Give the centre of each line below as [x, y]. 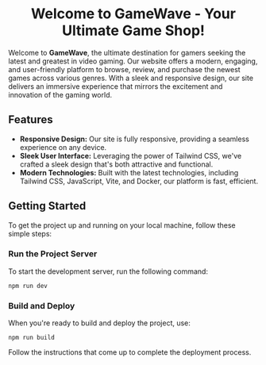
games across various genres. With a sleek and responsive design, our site [131, 78]
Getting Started [47, 206]
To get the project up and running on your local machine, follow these [122, 225]
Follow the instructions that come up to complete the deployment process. [130, 352]
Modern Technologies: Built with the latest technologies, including [129, 172]
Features [31, 120]
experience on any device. [63, 147]
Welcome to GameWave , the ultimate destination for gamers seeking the [127, 52]
